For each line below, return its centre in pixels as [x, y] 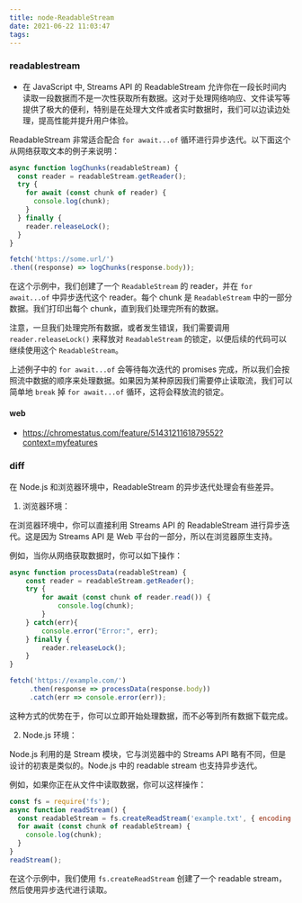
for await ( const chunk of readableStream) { [104, 826]
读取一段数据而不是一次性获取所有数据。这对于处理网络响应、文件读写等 [156, 98]
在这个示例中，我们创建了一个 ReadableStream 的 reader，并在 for [131, 286]
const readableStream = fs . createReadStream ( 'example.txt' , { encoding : [156, 818]
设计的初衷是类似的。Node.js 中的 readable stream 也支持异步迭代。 [136, 765]
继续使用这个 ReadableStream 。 [67, 350]
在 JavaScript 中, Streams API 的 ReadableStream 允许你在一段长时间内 [154, 86]
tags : [19, 34]
